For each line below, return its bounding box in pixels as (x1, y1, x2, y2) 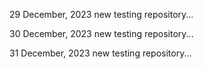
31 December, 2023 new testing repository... (9, 47, 192, 59)
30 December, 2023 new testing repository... (9, 28, 194, 39)
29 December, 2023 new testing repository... (9, 9, 194, 20)
